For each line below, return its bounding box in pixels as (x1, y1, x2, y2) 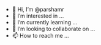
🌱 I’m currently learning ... (12, 19, 78, 26)
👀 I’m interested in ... (12, 12, 64, 19)
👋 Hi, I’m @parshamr (12, 6, 64, 13)
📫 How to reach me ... (12, 32, 69, 39)
